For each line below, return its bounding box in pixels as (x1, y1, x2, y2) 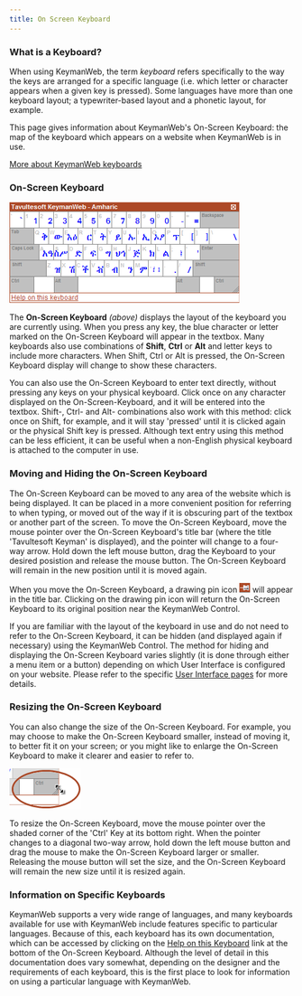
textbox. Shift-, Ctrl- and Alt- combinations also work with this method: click (9, 407, 292, 418)
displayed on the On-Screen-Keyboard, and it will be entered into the (9, 397, 266, 408)
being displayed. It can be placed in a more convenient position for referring (9, 497, 292, 508)
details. (9, 678, 37, 689)
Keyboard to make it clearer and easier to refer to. (9, 750, 195, 761)
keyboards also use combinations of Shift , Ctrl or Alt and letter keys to (9, 341, 273, 352)
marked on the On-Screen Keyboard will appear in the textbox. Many (9, 331, 265, 343)
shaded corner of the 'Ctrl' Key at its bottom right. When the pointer (9, 827, 261, 838)
